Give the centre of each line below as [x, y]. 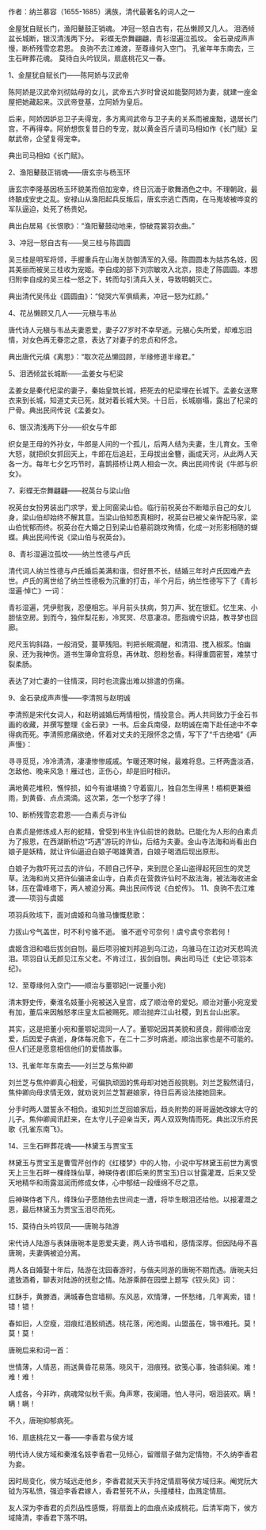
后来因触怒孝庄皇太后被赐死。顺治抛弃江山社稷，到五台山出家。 [139, 1012]
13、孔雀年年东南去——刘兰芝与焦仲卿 [71, 1066]
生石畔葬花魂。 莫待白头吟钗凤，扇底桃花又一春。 [89, 58]
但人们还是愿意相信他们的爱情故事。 [67, 1049]
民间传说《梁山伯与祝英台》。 [81, 537]
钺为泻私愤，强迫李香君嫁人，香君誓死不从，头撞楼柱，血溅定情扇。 [119, 1491]
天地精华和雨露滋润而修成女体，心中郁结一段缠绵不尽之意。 [105, 1183]
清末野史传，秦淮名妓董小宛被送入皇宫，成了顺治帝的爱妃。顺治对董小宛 [126, 1002]
